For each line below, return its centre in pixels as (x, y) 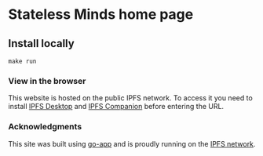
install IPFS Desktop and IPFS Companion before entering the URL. (116, 107)
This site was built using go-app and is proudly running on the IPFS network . (132, 143)
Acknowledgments (45, 127)
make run (22, 61)
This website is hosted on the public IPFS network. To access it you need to (130, 98)
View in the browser (47, 81)
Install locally (41, 44)
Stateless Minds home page (101, 15)
